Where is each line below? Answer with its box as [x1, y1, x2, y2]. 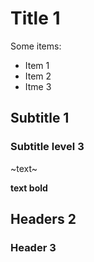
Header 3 [10, 240, 57, 254]
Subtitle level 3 [10, 140, 85, 154]
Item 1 [24, 59, 50, 71]
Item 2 [24, 70, 52, 82]
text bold [10, 182, 48, 194]
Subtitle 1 [10, 110, 70, 127]
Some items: [10, 40, 62, 52]
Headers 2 [10, 211, 77, 228]
